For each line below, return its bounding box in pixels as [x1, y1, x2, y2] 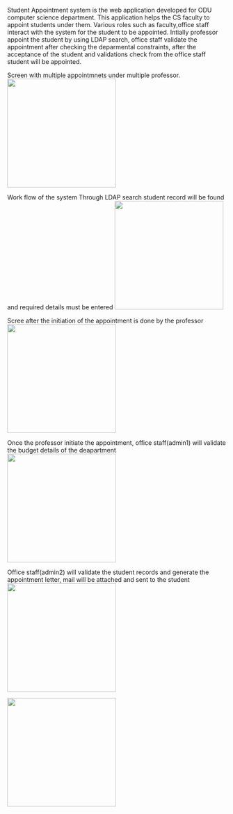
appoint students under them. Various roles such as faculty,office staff [7, 21, 209, 29]
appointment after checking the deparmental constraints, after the [7, 43, 197, 51]
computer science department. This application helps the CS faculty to [7, 13, 210, 22]
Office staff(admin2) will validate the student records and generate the [7, 568, 209, 576]
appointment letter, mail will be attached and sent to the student [7, 576, 190, 583]
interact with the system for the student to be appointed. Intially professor [7, 28, 218, 36]
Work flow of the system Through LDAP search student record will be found [7, 193, 225, 201]
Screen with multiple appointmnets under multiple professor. [7, 71, 181, 79]
